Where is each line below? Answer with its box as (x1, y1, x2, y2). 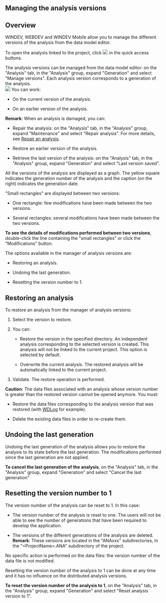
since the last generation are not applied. (5, 454, 89, 460)
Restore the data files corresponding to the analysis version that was (12, 401, 154, 407)
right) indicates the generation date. (5, 181, 79, 187)
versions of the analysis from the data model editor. (5, 39, 111, 45)
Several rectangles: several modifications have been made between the (12, 215, 160, 221)
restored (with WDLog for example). (12, 406, 86, 412)
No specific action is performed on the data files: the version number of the (5, 552, 161, 558)
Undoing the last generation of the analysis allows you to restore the (5, 443, 146, 449)
